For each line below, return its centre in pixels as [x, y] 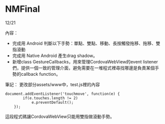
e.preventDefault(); [52, 102]
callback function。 [41, 74]
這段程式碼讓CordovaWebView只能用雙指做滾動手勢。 [60, 116]
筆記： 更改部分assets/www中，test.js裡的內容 [52, 84]
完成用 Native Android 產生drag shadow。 [55, 56]
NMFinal [23, 9]
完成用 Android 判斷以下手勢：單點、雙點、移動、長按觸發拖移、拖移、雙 [86, 43]
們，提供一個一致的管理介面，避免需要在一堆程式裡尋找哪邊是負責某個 [83, 68]
